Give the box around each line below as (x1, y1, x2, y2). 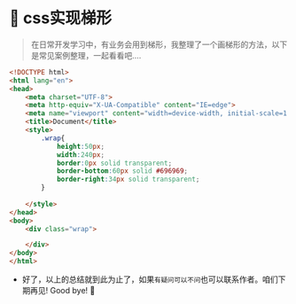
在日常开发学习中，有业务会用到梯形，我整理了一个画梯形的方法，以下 (30, 39, 288, 50)
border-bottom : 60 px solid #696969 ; (56, 167, 189, 175)
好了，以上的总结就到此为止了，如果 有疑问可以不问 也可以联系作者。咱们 (21, 274, 279, 285)
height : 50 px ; (56, 142, 105, 151)
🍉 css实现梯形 (9, 8, 113, 28)
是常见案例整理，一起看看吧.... (30, 50, 142, 60)
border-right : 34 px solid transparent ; (56, 175, 200, 184)
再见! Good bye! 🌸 (29, 285, 96, 296)
